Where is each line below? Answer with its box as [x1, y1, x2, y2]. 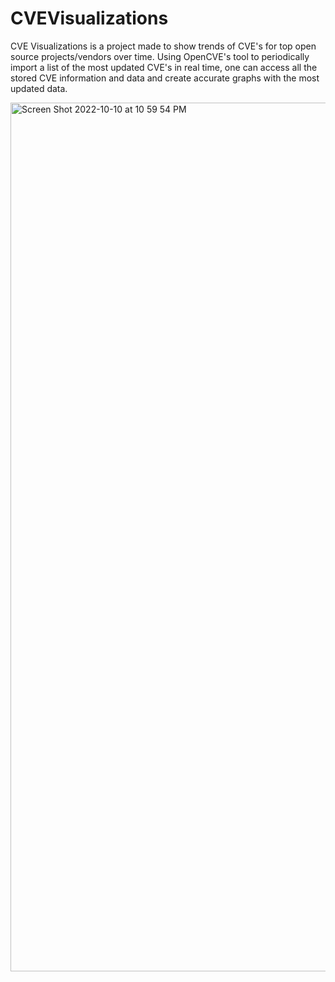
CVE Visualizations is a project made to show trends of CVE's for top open [10, 40, 317, 52]
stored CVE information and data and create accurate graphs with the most [10, 72, 320, 84]
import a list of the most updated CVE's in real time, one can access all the [10, 61, 318, 73]
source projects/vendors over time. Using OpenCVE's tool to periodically [10, 50, 310, 62]
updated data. [10, 82, 68, 94]
